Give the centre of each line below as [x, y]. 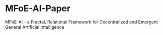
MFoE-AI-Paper [38, 9]
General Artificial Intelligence [35, 27]
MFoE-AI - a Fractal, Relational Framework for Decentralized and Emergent [81, 22]
